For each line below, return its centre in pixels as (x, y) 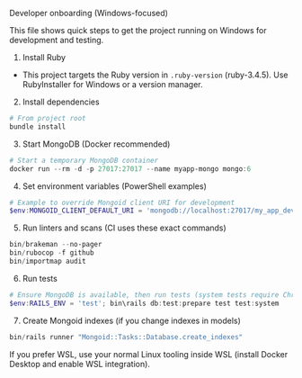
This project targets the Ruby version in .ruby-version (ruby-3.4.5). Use (155, 75)
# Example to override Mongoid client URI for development (122, 202)
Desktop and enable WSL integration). (80, 364)
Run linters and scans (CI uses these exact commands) (124, 228)
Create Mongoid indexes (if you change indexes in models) (131, 320)
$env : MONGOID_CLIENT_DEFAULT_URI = (76, 211)
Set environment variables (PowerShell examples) (114, 186)
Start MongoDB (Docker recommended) (96, 144)
